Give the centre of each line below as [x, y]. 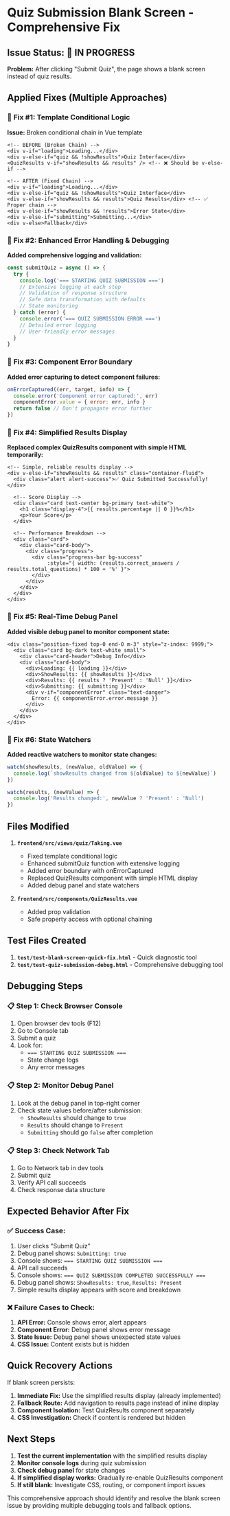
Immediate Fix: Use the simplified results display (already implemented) [119, 1395]
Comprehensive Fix [64, 27]
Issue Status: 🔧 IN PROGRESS [71, 53]
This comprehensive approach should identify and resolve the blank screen [114, 1498]
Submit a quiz [36, 1038]
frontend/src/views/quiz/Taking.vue [69, 843]
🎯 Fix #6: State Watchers [49, 739]
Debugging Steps [45, 986]
